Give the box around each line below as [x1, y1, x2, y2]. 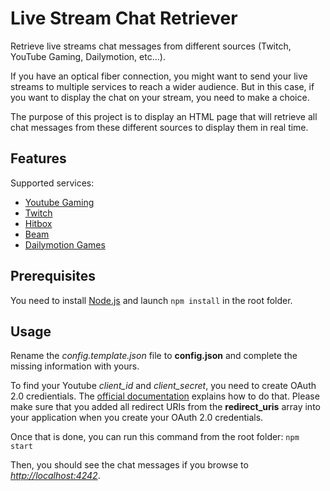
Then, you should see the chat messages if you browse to [10, 459, 249, 471]
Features [10, 150, 67, 167]
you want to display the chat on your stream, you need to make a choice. [10, 91, 310, 103]
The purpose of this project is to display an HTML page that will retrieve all [10, 110, 318, 122]
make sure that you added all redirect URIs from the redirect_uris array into [10, 401, 321, 413]
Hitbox [24, 217, 53, 229]
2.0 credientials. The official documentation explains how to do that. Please [10, 390, 320, 402]
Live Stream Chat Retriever [10, 7, 238, 30]
